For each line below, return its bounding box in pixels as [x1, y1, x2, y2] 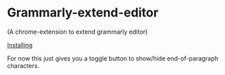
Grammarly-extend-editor [7, 5, 159, 21]
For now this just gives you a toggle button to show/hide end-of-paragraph [7, 54, 219, 63]
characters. [7, 61, 40, 69]
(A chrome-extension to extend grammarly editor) [7, 28, 148, 36]
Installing [7, 41, 33, 49]
